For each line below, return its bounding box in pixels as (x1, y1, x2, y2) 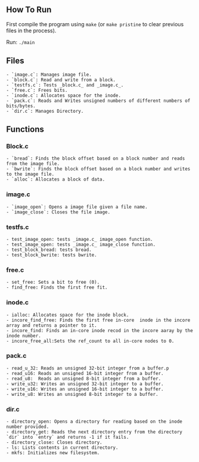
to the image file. (6, 171, 55, 178)
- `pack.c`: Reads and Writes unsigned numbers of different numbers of (6, 98, 191, 104)
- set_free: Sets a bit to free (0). (6, 280, 100, 286)
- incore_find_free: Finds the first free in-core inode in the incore (6, 317, 191, 323)
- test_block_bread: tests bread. (6, 247, 92, 253)
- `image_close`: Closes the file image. (6, 209, 111, 215)
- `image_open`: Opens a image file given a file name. (6, 204, 148, 210)
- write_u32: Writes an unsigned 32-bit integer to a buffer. (6, 381, 164, 387)
